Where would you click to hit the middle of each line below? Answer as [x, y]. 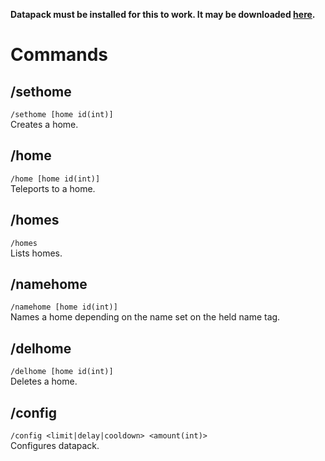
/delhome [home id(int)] [62, 372]
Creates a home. [44, 124]
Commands [59, 55]
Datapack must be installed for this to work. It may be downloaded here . [163, 14]
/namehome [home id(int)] [64, 307]
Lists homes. [36, 253]
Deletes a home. [44, 381]
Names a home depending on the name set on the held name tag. [145, 317]
